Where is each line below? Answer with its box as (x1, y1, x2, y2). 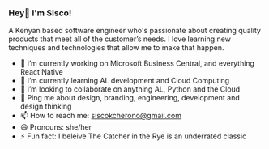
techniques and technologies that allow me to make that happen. (8, 43, 224, 53)
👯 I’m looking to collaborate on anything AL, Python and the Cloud (19, 84, 241, 94)
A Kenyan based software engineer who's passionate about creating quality (8, 26, 262, 36)
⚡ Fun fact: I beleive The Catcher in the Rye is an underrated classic (19, 131, 247, 141)
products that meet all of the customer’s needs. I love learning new (8, 34, 231, 44)
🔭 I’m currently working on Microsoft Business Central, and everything (19, 58, 255, 68)
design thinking (19, 101, 72, 112)
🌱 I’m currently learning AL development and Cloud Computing (19, 76, 230, 86)
